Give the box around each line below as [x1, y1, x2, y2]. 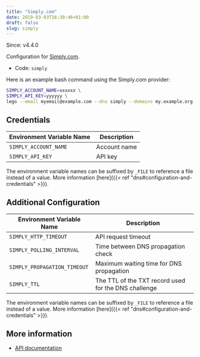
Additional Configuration [6, 197, 100, 208]
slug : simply [6, 25, 39, 31]
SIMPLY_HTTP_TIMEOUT [9, 233, 67, 240]
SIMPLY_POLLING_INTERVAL [9, 247, 80, 253]
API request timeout [95, 232, 151, 241]
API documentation [14, 345, 62, 352]
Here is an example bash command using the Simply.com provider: [6, 76, 171, 83]
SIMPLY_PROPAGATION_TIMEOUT [9, 264, 89, 270]
